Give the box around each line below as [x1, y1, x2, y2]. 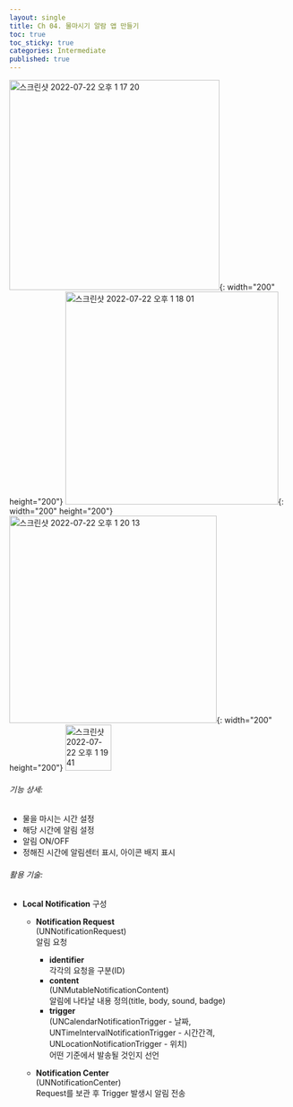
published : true [9, 55, 70, 64]
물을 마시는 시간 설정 [22, 813, 95, 825]
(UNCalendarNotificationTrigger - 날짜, [48, 1016, 192, 1027]
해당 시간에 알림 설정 [22, 825, 95, 835]
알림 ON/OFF [22, 835, 70, 847]
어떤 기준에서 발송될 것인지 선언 [48, 1050, 159, 1060]
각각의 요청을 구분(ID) [48, 965, 125, 976]
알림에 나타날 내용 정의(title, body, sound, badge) [48, 996, 226, 1007]
